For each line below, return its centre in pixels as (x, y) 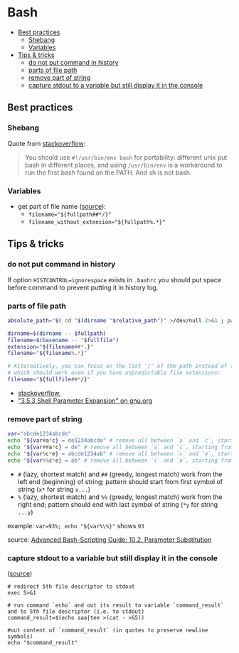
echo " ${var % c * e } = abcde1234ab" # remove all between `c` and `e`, (111, 453)
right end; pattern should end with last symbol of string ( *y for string (118, 504)
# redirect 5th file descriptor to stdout (71, 586)
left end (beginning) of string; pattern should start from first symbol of (120, 481)
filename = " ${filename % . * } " (47, 354)
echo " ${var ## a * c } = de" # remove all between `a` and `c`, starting (113, 447)
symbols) (20, 636)
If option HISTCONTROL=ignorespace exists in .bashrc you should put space (115, 279)
